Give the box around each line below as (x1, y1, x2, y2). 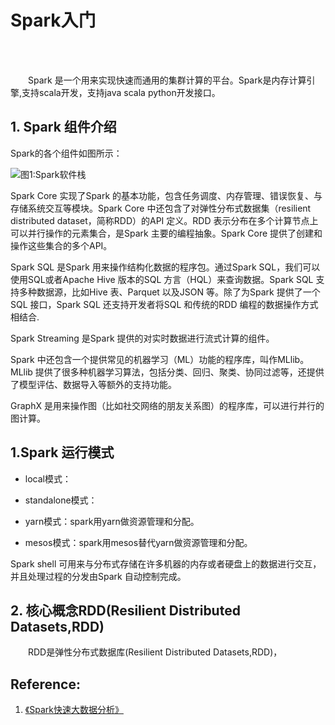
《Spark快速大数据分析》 (24, 704, 124, 716)
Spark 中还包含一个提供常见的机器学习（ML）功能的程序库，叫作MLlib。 (10, 353, 310, 365)
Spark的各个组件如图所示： (10, 147, 123, 159)
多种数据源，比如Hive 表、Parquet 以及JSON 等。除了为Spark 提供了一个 (18, 286, 321, 298)
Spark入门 (10, 9, 97, 32)
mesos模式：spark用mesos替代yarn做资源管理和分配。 (24, 536, 253, 548)
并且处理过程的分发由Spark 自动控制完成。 (10, 570, 187, 582)
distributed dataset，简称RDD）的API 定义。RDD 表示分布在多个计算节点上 (10, 214, 319, 226)
